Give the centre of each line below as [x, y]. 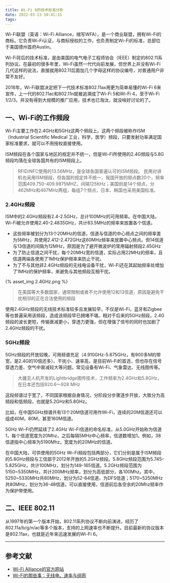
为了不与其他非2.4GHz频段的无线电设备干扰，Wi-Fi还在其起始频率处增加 [88, 265]
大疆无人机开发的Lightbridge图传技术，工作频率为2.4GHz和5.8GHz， [90, 378]
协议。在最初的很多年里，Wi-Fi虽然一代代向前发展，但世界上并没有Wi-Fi [85, 64]
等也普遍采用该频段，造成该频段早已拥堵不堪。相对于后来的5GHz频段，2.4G [85, 316]
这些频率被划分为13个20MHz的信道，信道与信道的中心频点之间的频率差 [87, 234]
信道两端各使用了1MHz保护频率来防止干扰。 [58, 259]
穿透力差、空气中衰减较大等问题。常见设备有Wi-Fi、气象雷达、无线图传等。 [84, 367]
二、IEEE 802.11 [30, 508]
